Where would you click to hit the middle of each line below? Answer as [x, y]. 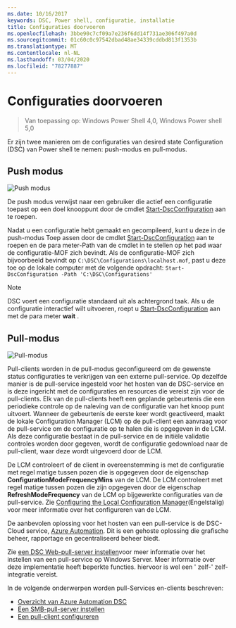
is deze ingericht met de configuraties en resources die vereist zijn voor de [116, 391]
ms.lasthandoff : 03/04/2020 [49, 60]
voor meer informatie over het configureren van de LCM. [89, 510]
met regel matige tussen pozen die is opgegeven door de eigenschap [108, 472]
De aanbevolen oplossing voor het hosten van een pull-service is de [106, 523]
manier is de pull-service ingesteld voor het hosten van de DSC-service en [116, 384]
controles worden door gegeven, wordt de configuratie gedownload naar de [118, 444]
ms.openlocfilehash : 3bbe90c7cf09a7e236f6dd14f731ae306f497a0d [102, 33]
